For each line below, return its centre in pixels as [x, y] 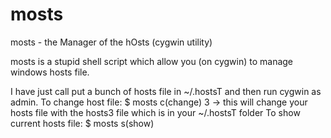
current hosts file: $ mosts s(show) [82, 123]
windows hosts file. [50, 72]
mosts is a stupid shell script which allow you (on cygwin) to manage [152, 61]
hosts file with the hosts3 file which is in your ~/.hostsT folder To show [155, 112]
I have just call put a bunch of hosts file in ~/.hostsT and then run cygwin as [166, 91]
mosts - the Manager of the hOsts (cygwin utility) [111, 42]
